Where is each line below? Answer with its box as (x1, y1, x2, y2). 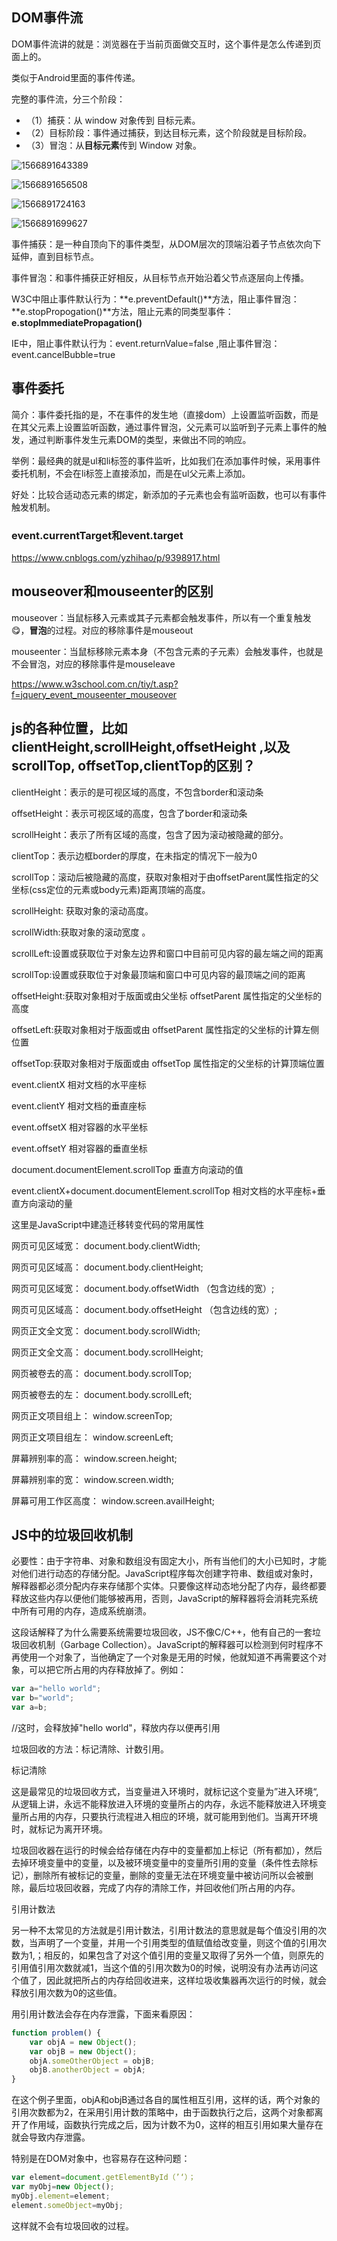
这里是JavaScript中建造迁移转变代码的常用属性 (11, 1218, 205, 1230)
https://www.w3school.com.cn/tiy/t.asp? (11, 678, 179, 690)
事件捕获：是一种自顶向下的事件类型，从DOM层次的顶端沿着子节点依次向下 (11, 238, 322, 250)
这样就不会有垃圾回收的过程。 (11, 2219, 134, 2232)
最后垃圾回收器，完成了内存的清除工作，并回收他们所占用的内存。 (28, 1881, 301, 1893)
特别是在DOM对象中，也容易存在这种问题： (11, 2153, 191, 2165)
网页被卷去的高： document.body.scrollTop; (11, 1367, 193, 1379)
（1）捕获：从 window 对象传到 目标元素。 (25, 114, 201, 126)
